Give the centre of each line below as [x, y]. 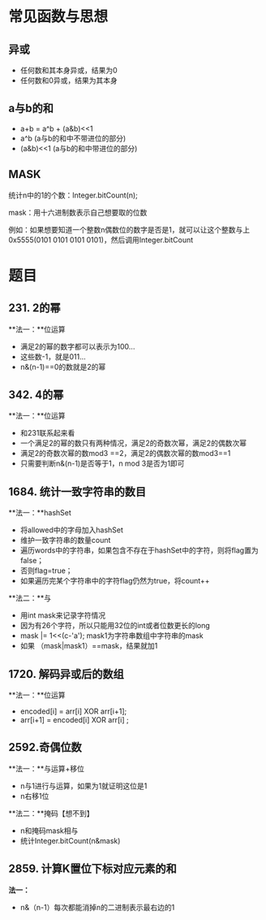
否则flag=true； [46, 571]
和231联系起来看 [47, 433]
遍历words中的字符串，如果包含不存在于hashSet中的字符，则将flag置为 [139, 550]
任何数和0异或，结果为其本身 [69, 80]
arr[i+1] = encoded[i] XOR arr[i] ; [74, 720]
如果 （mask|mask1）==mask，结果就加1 [89, 646]
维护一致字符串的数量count [65, 540]
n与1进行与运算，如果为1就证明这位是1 [84, 786]
